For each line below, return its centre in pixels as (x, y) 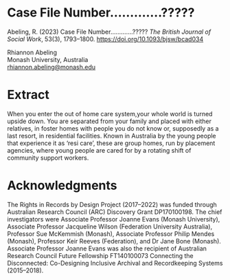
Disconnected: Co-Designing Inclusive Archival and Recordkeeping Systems (115, 263)
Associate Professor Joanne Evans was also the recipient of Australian (107, 248)
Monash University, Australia (48, 59)
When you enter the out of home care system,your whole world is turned (110, 114)
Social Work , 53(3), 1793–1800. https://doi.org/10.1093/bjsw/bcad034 (105, 39)
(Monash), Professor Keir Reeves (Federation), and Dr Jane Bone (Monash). (114, 241)
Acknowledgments (62, 185)
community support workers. (48, 158)
